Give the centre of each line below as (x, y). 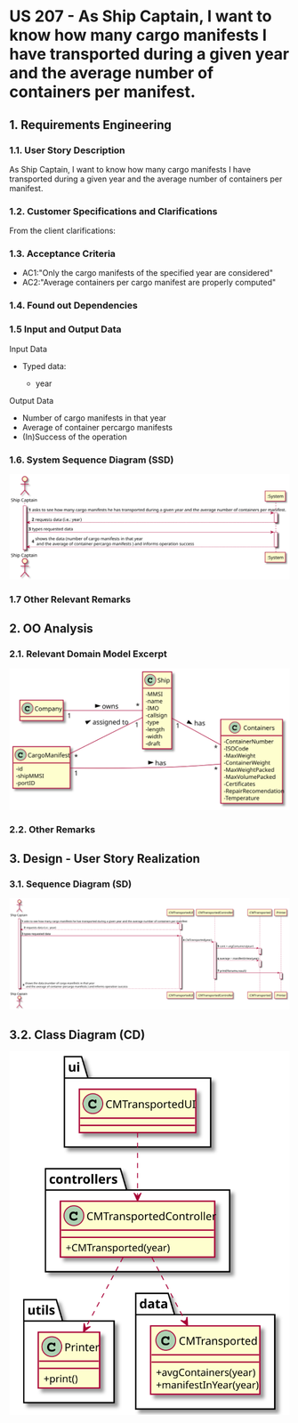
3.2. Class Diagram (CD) (77, 1035)
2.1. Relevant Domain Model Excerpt (88, 654)
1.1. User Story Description (68, 150)
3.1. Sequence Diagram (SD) (70, 884)
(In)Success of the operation (74, 437)
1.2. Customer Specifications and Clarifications (113, 211)
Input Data (28, 349)
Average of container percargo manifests (97, 427)
